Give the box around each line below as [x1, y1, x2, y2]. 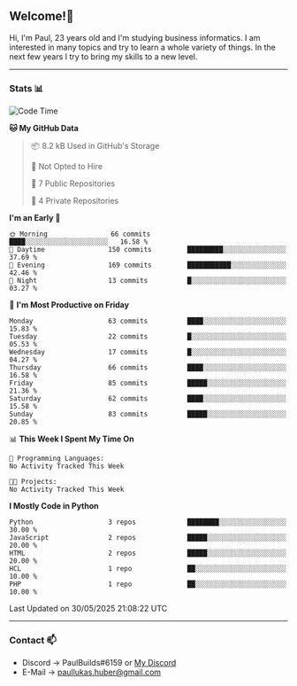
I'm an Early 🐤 [9, 213, 61, 223]
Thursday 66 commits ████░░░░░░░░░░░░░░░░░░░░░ [9, 363, 287, 372]
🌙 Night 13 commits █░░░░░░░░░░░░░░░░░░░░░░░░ [9, 277, 287, 285]
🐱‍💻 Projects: [9, 478, 57, 487]
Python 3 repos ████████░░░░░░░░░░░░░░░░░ [9, 518, 287, 527]
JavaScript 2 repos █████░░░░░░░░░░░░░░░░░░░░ [9, 534, 287, 542]
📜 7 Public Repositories [30, 178, 116, 189]
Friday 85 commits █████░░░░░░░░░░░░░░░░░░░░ [9, 378, 287, 388]
